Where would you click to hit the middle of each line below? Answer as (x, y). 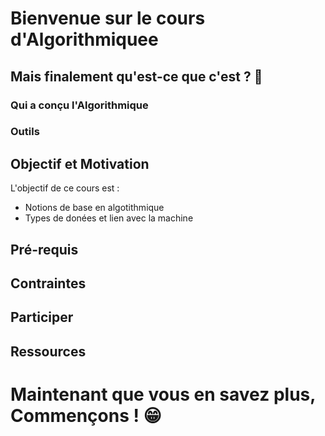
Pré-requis (44, 249)
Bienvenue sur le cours (108, 18)
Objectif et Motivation (80, 163)
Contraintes (48, 283)
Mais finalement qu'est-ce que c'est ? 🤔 (136, 76)
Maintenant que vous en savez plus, (163, 394)
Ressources (48, 351)
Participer (42, 317)
